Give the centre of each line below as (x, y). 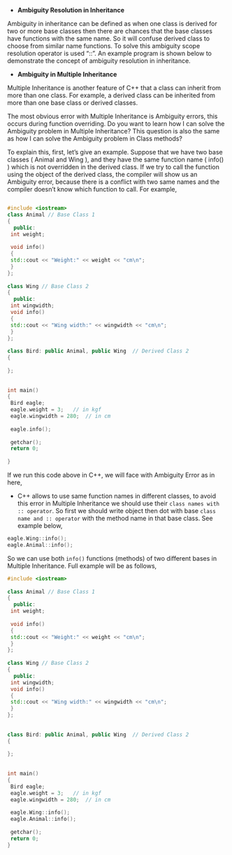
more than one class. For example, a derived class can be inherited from (111, 95)
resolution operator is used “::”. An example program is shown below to (109, 53)
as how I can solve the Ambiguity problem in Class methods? (95, 138)
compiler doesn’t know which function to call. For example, (92, 189)
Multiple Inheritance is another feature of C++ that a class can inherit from (114, 88)
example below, (40, 526)
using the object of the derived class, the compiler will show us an (102, 174)
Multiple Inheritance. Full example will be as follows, (82, 566)
